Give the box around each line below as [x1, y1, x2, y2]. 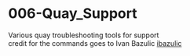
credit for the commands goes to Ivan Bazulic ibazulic [8, 38, 182, 47]
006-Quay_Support [8, 5, 137, 23]
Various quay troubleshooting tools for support [8, 30, 159, 40]
